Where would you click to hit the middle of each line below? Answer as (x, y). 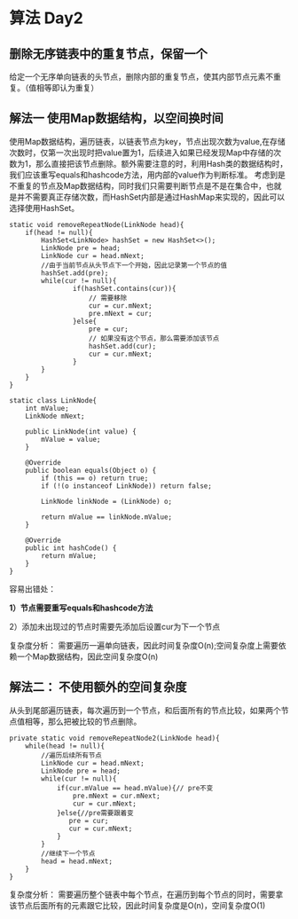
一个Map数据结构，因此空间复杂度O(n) (87, 656)
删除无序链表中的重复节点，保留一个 (108, 54)
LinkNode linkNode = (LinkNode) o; (107, 501)
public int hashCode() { (71, 548)
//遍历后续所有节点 (71, 755)
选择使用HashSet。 (44, 208)
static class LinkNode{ (53, 400)
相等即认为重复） (67, 88)
